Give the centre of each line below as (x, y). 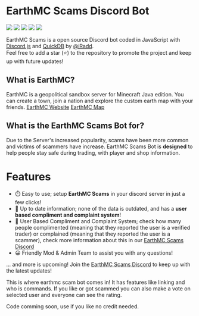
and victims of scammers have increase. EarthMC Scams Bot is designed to (99, 146)
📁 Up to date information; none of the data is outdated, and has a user (101, 208)
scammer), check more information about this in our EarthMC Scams (99, 240)
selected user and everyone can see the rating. (64, 295)
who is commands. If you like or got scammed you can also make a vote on (98, 288)
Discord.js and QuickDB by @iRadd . (50, 46)
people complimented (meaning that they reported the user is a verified (102, 227)
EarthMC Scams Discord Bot (78, 11)
